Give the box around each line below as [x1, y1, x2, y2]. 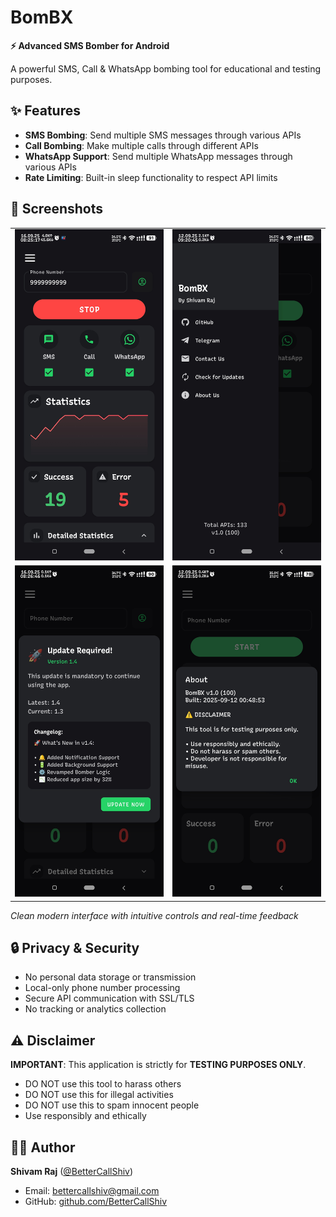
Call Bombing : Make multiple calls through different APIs [24, 139, 259, 151]
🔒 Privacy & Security [10, 940, 140, 957]
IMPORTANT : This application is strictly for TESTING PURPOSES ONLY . [10, 1059, 307, 1071]
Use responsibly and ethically [24, 1110, 147, 1122]
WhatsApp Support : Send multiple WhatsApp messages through [24, 150, 293, 162]
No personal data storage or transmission [24, 971, 197, 983]
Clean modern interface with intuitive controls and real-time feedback [10, 909, 299, 921]
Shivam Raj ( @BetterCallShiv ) [10, 1166, 134, 1178]
